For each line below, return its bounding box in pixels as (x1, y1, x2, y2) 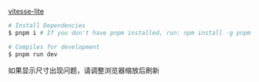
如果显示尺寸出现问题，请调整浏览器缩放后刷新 (8, 66, 159, 75)
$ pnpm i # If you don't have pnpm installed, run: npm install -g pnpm (8, 29, 251, 37)
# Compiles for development (8, 43, 100, 51)
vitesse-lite (8, 7, 45, 16)
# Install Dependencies (8, 22, 86, 30)
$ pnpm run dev (8, 50, 58, 58)
